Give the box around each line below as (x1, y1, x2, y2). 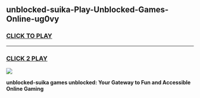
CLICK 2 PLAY (6, 54, 48, 62)
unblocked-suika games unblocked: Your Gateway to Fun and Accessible (6, 78, 191, 86)
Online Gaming (6, 85, 44, 92)
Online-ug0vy (6, 14, 60, 24)
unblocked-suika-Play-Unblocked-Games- (6, 5, 169, 15)
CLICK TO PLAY (6, 32, 52, 40)
